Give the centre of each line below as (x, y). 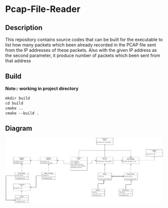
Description (24, 28)
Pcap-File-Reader (43, 9)
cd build (14, 103)
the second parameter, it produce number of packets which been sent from (83, 55)
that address (18, 61)
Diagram (19, 128)
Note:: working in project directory (42, 88)
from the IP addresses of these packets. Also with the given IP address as (81, 50)
